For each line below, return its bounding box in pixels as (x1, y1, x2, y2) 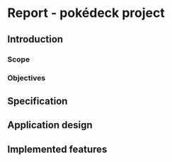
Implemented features (7, 143, 108, 155)
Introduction (7, 33, 64, 45)
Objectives (7, 73, 46, 83)
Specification (7, 95, 68, 107)
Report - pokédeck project (7, 5, 165, 21)
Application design (7, 119, 93, 132)
